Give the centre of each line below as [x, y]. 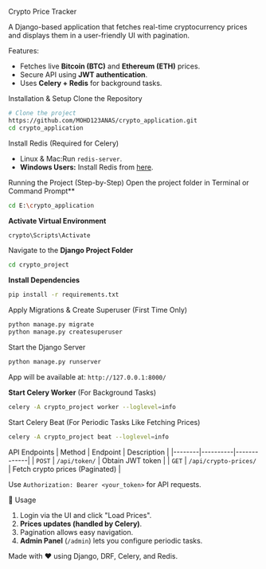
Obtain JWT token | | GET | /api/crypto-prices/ [180, 460]
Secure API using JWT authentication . [84, 74]
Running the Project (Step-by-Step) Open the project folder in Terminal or [129, 182]
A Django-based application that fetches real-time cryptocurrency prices [128, 27]
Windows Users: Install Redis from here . [86, 167]
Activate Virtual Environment [57, 220]
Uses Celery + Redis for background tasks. [91, 83]
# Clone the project [43, 113]
